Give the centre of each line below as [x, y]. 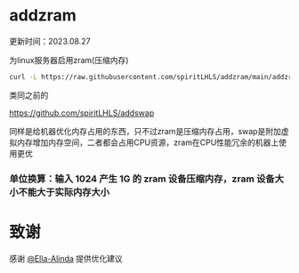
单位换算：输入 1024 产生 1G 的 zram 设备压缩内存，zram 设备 [142, 179]
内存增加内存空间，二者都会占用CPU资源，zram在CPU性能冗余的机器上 [148, 142]
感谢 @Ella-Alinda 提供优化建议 [66, 258]
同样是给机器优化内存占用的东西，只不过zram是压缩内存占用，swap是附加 [145, 131]
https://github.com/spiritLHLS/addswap [82, 113]
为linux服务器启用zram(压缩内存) [69, 60]
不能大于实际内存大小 [64, 192]
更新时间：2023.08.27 [50, 41]
